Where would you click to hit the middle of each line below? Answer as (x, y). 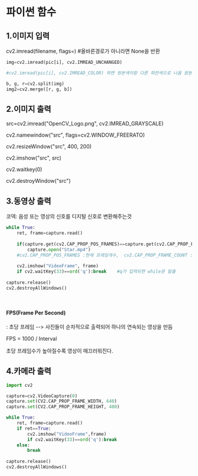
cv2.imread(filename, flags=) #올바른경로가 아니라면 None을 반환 (83, 51)
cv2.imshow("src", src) (34, 158)
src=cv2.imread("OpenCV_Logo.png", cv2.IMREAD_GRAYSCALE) (85, 124)
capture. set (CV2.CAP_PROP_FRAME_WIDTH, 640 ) (62, 401)
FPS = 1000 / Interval (32, 338)
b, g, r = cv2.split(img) (35, 83)
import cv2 (19, 385)
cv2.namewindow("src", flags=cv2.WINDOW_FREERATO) (76, 135)
